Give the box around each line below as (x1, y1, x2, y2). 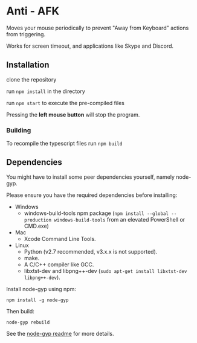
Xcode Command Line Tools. (24, 235, 96, 242)
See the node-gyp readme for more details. (6, 330, 114, 337)
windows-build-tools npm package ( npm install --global (24, 210, 169, 217)
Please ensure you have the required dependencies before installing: (6, 191, 178, 199)
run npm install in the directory (6, 88, 86, 95)
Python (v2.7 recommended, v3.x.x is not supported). (24, 248, 158, 255)
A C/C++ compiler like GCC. (24, 261, 94, 268)
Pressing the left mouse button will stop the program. (6, 111, 140, 118)
